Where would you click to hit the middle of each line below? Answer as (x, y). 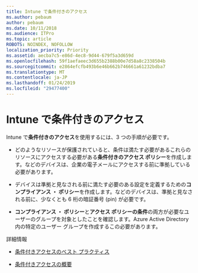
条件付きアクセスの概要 (43, 264)
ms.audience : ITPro (30, 34)
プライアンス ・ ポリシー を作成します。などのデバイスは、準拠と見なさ (106, 191)
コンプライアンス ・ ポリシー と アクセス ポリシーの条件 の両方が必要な (99, 212)
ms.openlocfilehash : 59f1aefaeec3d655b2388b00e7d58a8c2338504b (86, 61)
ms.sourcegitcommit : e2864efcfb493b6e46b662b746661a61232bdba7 (86, 66)
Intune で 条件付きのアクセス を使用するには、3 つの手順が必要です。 (89, 137)
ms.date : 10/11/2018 (32, 28)
